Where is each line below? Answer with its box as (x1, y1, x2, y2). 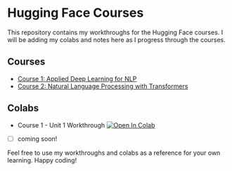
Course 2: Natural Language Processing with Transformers (17, 82, 188, 90)
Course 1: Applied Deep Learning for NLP (17, 74, 137, 83)
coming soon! (17, 135, 58, 143)
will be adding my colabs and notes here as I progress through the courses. (7, 35, 226, 43)
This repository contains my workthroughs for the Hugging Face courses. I (7, 28, 224, 36)
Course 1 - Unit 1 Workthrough (17, 121, 105, 129)
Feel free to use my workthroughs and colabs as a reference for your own (7, 149, 221, 157)
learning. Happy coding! (7, 156, 77, 164)
